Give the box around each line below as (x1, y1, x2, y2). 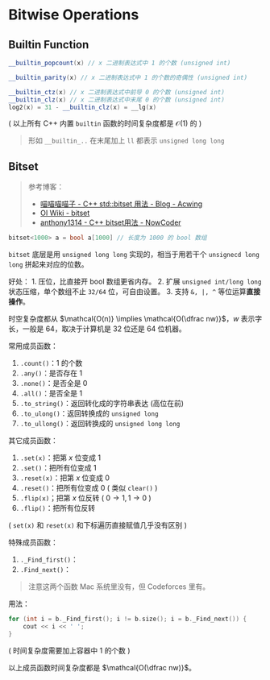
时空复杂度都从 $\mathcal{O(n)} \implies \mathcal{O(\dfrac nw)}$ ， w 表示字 (8, 314, 263, 324)
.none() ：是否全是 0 (19, 379, 88, 388)
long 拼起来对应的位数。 (8, 259, 89, 269)
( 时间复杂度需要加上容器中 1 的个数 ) (8, 645, 131, 655)
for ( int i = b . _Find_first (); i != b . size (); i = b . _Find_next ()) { (8, 615, 247, 624)
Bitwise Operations (8, 6, 139, 24)
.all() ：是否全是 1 (19, 388, 83, 398)
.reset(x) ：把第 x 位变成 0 (19, 473, 110, 483)
